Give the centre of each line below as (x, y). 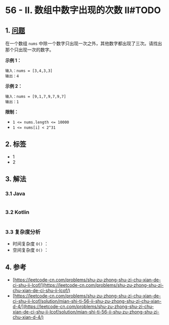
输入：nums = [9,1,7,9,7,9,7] (36, 96)
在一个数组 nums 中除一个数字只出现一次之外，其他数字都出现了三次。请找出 (84, 43)
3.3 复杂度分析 (23, 232)
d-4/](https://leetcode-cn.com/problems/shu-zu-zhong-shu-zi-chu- (83, 306)
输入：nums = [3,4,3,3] (29, 71)
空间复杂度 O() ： (30, 250)
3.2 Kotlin (17, 212)
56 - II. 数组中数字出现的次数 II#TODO (83, 10)
